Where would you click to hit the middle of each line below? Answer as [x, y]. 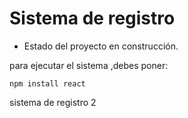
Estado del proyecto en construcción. [101, 46]
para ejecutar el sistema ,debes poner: [89, 65]
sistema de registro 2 [53, 102]
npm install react [47, 83]
